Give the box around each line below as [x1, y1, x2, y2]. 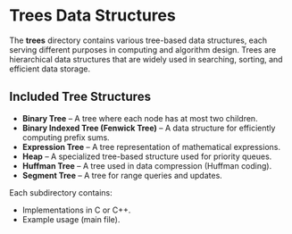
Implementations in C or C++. [21, 205, 131, 215]
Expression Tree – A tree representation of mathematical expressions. [21, 141, 281, 152]
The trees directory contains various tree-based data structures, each [9, 35, 268, 46]
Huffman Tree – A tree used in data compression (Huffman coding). [21, 160, 272, 171]
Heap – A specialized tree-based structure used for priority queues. [21, 151, 272, 162]
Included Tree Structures [9, 89, 152, 104]
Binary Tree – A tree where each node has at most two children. [21, 113, 258, 123]
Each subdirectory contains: [9, 187, 113, 197]
